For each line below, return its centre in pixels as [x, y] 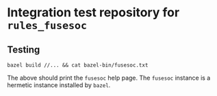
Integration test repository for [93, 13]
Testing [24, 49]
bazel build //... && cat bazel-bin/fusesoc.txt [78, 65]
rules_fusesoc [47, 26]
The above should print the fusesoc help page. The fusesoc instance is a [109, 78]
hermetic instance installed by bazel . [59, 85]
